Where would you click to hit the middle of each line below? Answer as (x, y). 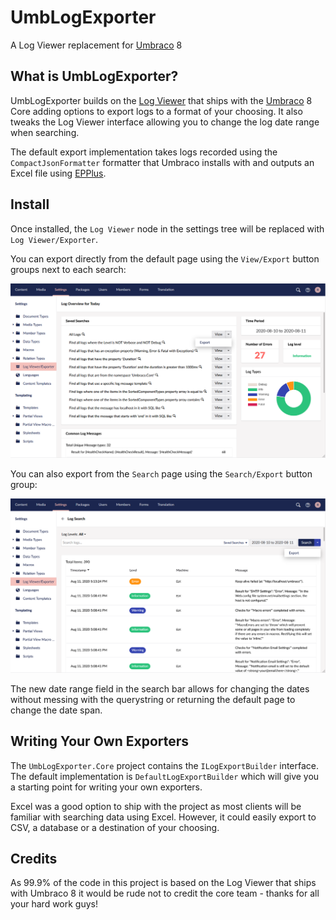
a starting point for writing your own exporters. (106, 787)
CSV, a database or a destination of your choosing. (115, 827)
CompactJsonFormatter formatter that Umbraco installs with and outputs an (162, 162)
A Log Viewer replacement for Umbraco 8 (96, 45)
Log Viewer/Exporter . (54, 239)
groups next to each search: (68, 269)
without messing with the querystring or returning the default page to (153, 699)
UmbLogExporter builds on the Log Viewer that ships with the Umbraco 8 (161, 100)
